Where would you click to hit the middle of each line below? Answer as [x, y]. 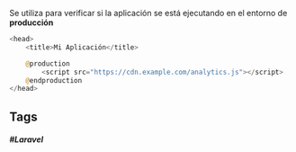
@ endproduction [54, 80]
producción [31, 22]
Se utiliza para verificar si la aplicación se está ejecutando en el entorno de [148, 13]
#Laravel [26, 139]
